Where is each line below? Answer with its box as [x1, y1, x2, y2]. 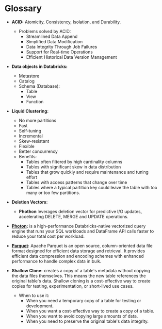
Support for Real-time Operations [26, 49, 93, 55]
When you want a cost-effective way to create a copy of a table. [26, 308, 155, 313]
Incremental [18, 133, 43, 139]
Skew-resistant [18, 138, 49, 144]
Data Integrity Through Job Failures [26, 44, 97, 49]
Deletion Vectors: [11, 199, 48, 205]
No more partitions [18, 117, 57, 123]
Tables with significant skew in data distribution [26, 164, 121, 170]
